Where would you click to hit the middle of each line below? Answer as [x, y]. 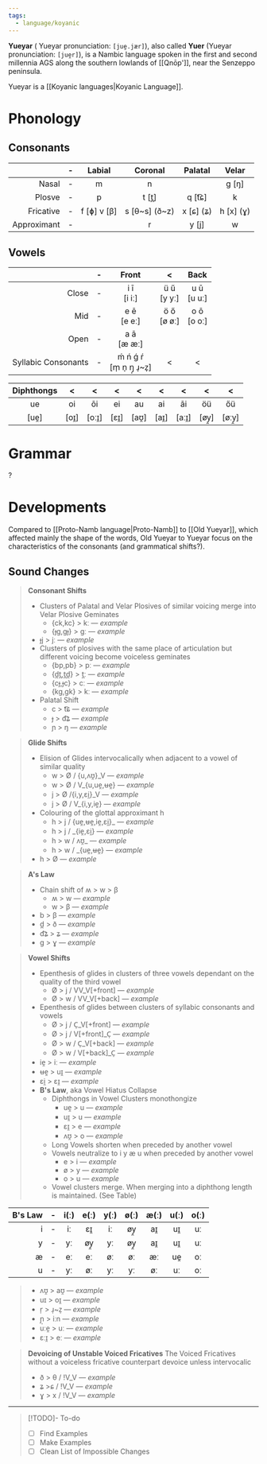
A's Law [41, 874]
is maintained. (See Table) [94, 1195]
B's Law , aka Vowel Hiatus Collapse [98, 1090]
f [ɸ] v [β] [99, 211]
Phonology [45, 118]
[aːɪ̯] [184, 417]
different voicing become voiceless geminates [115, 656]
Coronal [149, 170]
